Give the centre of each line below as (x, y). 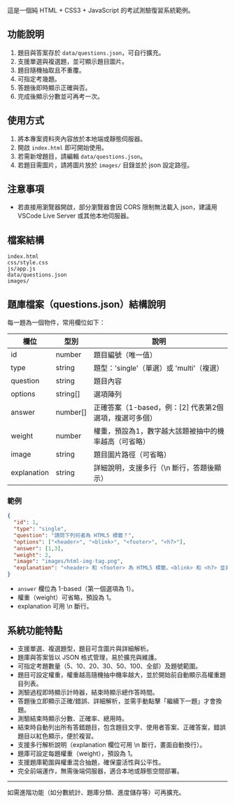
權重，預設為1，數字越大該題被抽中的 (155, 431)
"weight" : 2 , (33, 555)
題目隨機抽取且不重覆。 (51, 70)
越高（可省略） (125, 441)
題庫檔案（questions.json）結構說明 (87, 304)
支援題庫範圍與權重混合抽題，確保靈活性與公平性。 (91, 762)
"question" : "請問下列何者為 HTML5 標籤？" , (74, 535)
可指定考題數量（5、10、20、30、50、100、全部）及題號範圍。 (109, 666)
